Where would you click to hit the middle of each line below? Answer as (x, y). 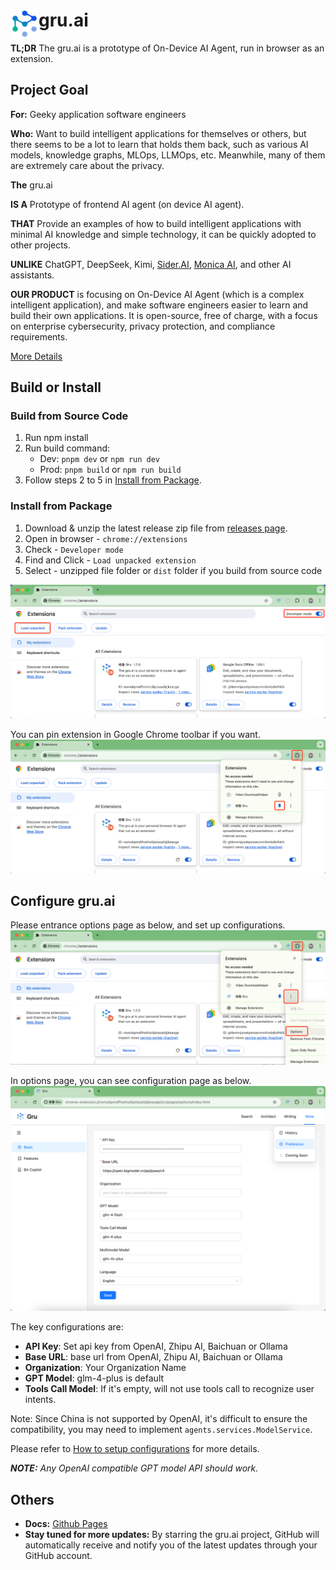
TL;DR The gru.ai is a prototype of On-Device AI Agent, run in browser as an (167, 48)
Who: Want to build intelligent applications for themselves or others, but (158, 133)
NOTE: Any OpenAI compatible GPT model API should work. (134, 1468)
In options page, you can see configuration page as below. (131, 1081)
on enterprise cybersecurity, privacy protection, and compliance (143, 326)
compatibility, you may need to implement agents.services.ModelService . (161, 1430)
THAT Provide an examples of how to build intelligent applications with (156, 223)
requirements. (39, 336)
